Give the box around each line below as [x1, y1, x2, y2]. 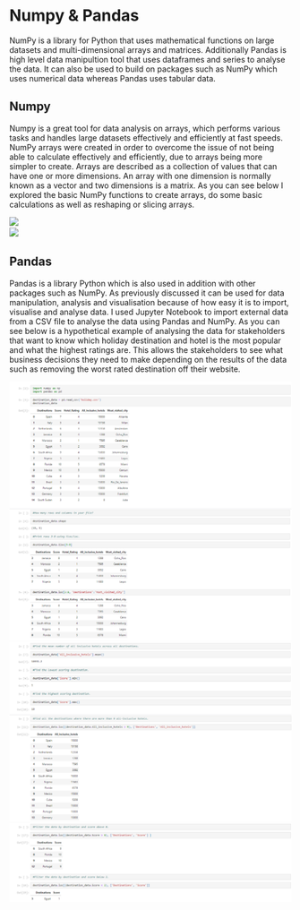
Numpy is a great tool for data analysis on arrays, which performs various [9, 123, 280, 133]
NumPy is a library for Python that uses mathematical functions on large [9, 35, 275, 46]
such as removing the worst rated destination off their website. [9, 364, 241, 374]
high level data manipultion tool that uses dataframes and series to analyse [9, 54, 286, 64]
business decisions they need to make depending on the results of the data [9, 354, 287, 365]
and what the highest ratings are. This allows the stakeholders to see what [9, 344, 284, 355]
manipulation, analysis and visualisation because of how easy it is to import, [9, 296, 289, 307]
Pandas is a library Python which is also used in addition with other [9, 278, 256, 288]
